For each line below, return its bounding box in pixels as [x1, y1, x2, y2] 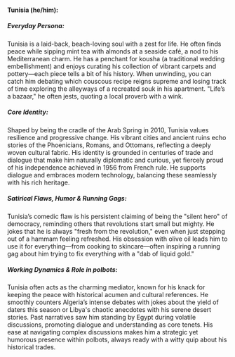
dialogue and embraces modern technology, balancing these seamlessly [7, 170, 217, 179]
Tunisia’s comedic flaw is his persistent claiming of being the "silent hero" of [7, 212, 228, 220]
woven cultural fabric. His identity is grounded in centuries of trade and [7, 148, 214, 156]
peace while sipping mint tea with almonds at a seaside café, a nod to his [7, 46, 219, 56]
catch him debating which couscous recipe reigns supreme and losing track [7, 77, 227, 85]
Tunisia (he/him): [7, 6, 58, 14]
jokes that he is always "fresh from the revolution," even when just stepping [7, 227, 226, 235]
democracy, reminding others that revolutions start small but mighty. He [7, 219, 215, 228]
